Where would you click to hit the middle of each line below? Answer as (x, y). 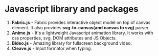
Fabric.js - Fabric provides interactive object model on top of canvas (81, 22)
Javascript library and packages (72, 9)
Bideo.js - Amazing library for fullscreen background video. (72, 43)
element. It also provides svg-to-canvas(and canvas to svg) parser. (80, 27)
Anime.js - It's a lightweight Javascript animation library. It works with (82, 33)
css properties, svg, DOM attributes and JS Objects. (64, 38)
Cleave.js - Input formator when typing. (52, 48)
